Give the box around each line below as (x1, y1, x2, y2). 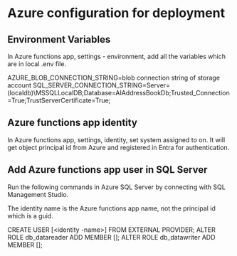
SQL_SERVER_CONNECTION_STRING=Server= (33, 81, 171, 90)
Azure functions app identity (7, 117, 137, 129)
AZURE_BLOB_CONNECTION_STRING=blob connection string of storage (7, 73, 221, 82)
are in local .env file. (7, 60, 66, 68)
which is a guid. (7, 211, 53, 220)
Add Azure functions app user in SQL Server (7, 164, 208, 176)
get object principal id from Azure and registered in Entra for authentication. (7, 143, 230, 151)
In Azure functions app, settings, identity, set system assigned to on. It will (7, 135, 226, 144)
